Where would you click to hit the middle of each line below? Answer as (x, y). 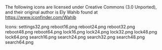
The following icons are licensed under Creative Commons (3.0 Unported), (81, 7)
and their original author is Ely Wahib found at (51, 12)
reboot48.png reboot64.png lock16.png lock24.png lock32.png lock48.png (81, 32)
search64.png (19, 42)
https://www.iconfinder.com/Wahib (41, 17)
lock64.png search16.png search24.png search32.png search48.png (75, 37)
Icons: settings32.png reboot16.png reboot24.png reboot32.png (70, 27)
